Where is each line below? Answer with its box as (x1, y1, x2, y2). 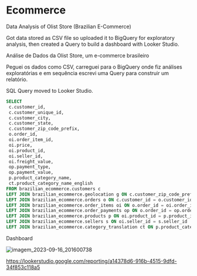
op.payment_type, (8, 164, 51, 170)
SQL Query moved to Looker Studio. (6, 87, 94, 94)
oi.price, (8, 142, 33, 148)
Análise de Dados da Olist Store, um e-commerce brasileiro (6, 52, 150, 59)
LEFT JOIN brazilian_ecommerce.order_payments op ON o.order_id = (6, 208, 172, 214)
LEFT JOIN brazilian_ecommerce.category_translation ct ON (6, 224, 154, 230)
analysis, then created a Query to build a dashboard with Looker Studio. (6, 41, 179, 48)
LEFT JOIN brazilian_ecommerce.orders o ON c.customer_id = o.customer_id (6, 197, 193, 203)
